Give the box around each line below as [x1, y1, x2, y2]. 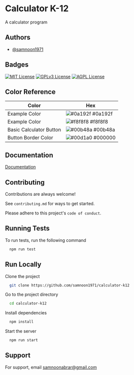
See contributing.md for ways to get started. [5, 201, 95, 206]
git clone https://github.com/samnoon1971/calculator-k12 [9, 282, 130, 288]
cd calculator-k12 [9, 301, 47, 306]
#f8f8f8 [90, 118, 108, 125]
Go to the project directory [5, 292, 58, 298]
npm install [9, 319, 34, 325]
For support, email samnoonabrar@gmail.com [5, 364, 97, 370]
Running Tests [5, 224, 50, 233]
